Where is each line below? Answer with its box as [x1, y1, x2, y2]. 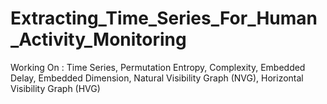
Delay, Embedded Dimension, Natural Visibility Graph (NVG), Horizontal [10, 72, 304, 84]
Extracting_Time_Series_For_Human [10, 7, 318, 30]
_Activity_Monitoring [10, 28, 187, 51]
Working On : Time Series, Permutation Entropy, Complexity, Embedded [10, 61, 306, 73]
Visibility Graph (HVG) [10, 82, 101, 94]
